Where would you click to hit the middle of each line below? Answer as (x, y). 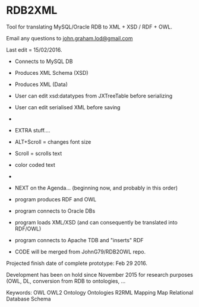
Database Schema (29, 299)
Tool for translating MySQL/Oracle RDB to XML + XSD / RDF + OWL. (89, 27)
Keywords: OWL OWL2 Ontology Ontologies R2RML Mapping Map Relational (100, 292)
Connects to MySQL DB (44, 61)
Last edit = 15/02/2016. (34, 50)
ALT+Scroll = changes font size (53, 142)
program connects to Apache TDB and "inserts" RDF (79, 240)
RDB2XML (32, 10)
